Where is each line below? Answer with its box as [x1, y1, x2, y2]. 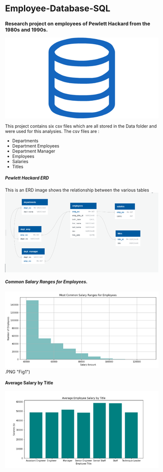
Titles [12, 164, 23, 170]
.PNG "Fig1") [5, 369, 30, 375]
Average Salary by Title [5, 380, 54, 386]
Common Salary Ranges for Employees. [5, 279, 88, 285]
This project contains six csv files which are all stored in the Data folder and [5, 123, 157, 129]
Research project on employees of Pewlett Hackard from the [5, 20, 150, 27]
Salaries [12, 159, 29, 165]
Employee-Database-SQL [5, 3, 110, 14]
